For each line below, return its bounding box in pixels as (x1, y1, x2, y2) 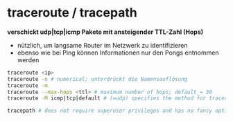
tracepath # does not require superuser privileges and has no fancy (7, 107, 213, 115)
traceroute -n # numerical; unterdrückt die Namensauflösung (7, 75, 188, 82)
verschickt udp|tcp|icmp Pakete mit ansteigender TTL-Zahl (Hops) (7, 28, 204, 36)
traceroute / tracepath (7, 5, 137, 21)
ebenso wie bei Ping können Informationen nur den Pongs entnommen (17, 48, 220, 57)
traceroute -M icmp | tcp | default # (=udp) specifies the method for (7, 95, 207, 102)
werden (17, 55, 40, 64)
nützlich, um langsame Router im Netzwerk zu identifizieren (17, 41, 188, 49)
